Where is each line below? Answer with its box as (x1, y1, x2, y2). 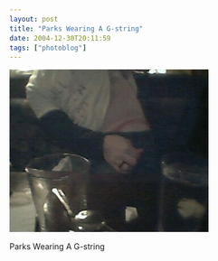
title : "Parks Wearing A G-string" (9, 23, 144, 33)
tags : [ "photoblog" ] (9, 43, 88, 52)
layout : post (9, 14, 59, 23)
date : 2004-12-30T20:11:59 (9, 33, 111, 42)
